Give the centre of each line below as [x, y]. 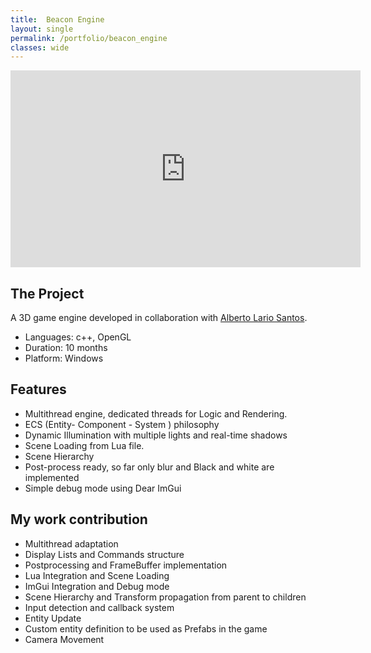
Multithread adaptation [71, 543]
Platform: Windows [64, 358]
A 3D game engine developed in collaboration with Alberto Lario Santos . [159, 318]
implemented [52, 477]
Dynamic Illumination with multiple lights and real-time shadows [156, 435]
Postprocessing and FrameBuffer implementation [126, 565]
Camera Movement [64, 639]
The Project [47, 293]
